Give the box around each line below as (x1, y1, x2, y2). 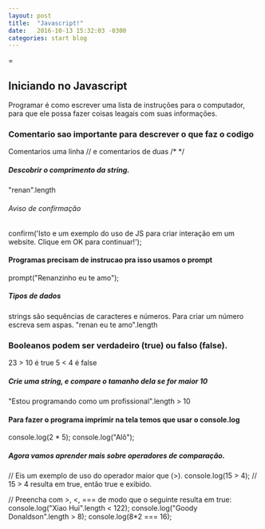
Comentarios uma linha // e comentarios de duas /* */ (8, 147, 185, 157)
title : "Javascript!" (8, 19, 84, 27)
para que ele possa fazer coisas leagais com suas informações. (8, 109, 218, 118)
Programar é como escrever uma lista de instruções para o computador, (8, 101, 246, 110)
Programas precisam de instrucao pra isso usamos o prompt (8, 255, 213, 264)
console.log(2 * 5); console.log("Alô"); (8, 432, 135, 442)
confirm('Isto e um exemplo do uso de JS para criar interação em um (8, 229, 235, 238)
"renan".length (8, 185, 56, 195)
